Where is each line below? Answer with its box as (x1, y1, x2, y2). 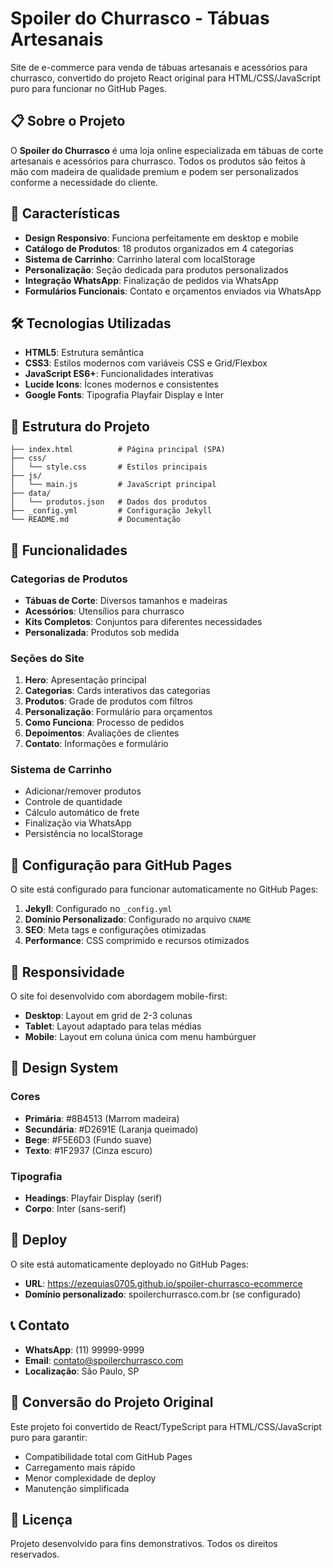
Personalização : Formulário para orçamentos (24, 706, 213, 718)
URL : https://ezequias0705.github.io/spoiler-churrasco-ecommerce (24, 1277, 303, 1289)
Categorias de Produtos (10, 572, 128, 586)
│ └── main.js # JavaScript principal (10, 480, 217, 490)
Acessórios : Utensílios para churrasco (24, 605, 185, 617)
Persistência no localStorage (24, 828, 143, 840)
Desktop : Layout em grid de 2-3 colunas (24, 1010, 193, 1022)
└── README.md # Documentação (10, 515, 182, 525)
